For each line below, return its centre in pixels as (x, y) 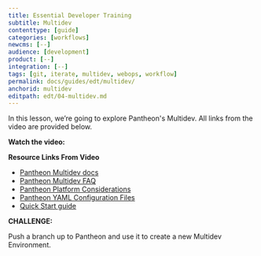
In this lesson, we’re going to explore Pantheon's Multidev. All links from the (130, 118)
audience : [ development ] (49, 52)
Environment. (29, 245)
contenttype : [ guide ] (44, 30)
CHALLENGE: (30, 221)
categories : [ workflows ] (49, 37)
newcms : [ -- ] (29, 45)
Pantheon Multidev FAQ (58, 181)
